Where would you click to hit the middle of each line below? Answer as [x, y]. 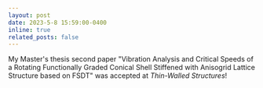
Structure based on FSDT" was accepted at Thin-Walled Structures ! [118, 76]
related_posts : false [44, 37]
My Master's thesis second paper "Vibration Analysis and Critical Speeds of [131, 59]
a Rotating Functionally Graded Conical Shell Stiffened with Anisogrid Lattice [131, 68]
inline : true [29, 30]
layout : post [29, 15]
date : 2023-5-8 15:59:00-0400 [58, 23]
